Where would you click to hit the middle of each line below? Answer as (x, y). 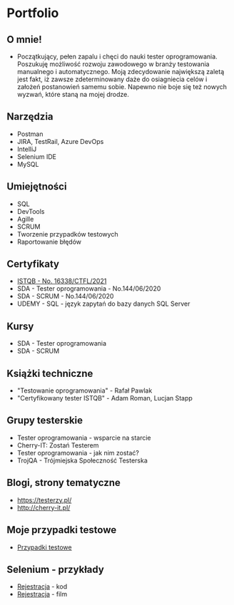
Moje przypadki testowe (62, 530)
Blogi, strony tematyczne (63, 483)
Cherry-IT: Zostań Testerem (58, 445)
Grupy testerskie (45, 421)
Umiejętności (37, 187)
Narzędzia (30, 117)
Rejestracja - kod (42, 586)
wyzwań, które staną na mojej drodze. (73, 94)
